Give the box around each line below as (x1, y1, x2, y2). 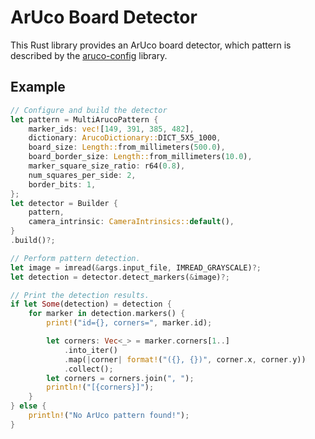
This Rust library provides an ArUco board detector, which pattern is (10, 39, 292, 51)
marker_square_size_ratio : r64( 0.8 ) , (28, 161, 186, 171)
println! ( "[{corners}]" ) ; (46, 382, 155, 393)
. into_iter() (63, 345, 118, 355)
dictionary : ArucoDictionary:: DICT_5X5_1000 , (28, 133, 222, 143)
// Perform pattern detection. (10, 253, 141, 263)
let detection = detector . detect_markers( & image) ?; (10, 272, 230, 282)
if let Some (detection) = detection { (10, 299, 172, 310)
